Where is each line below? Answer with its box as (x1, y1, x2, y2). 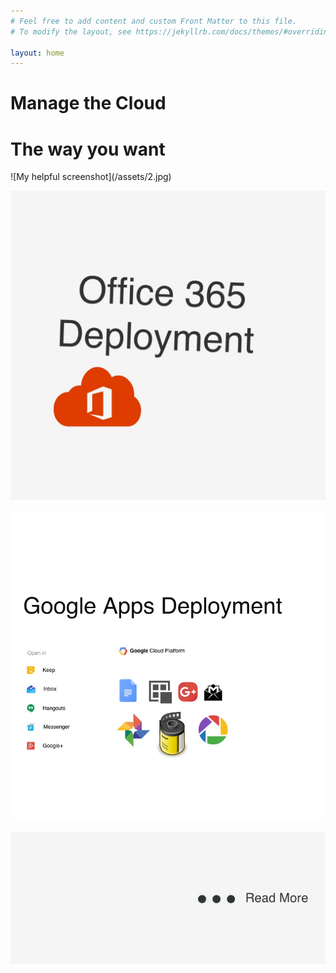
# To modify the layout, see (10, 26, 132, 37)
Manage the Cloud (10, 92, 167, 115)
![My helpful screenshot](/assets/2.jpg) (10, 171, 172, 183)
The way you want (10, 138, 166, 160)
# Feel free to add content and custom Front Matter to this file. (10, 16, 298, 26)
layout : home (10, 48, 65, 58)
